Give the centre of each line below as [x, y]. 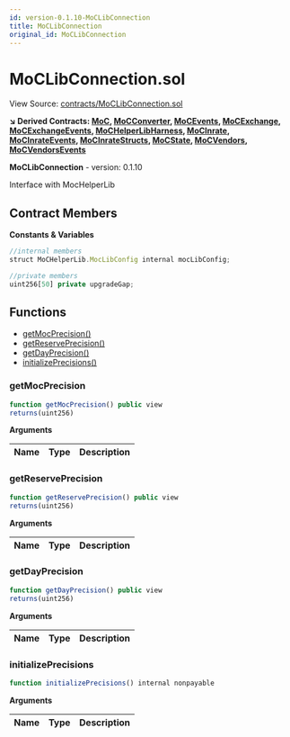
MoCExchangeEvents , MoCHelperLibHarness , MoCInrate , [120, 130]
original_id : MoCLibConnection [68, 34]
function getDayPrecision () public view [86, 590]
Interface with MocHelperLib [62, 184]
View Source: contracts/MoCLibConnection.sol [96, 103]
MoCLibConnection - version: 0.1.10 [76, 167]
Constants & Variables [52, 235]
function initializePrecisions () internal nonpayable [112, 683]
